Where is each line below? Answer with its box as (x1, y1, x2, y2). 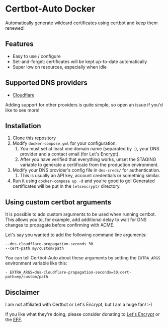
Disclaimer (5, 288, 40, 297)
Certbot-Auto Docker (5, 3, 96, 15)
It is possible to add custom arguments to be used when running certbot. (5, 211, 156, 217)
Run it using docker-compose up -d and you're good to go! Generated (12, 178, 155, 184)
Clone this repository (12, 135, 56, 141)
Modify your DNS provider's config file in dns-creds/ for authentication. (12, 167, 160, 173)
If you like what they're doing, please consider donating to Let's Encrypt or (5, 311, 160, 317)
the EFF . (5, 316, 23, 322)
